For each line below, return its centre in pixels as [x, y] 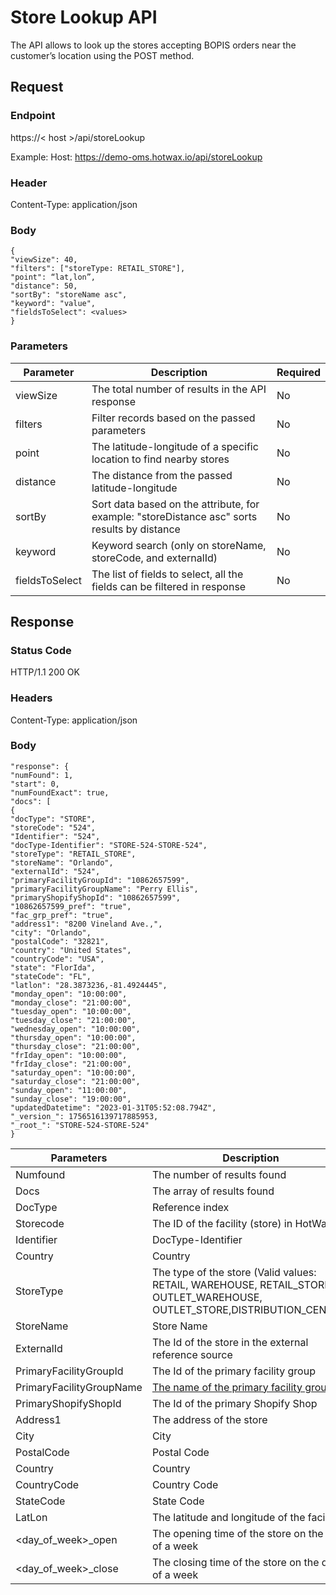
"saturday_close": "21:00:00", [75, 1081]
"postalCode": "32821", [60, 941]
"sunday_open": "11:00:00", [69, 1090]
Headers [31, 698]
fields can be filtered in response [169, 586]
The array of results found [213, 1191]
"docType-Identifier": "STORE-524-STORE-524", [109, 845]
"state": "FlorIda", [53, 967]
